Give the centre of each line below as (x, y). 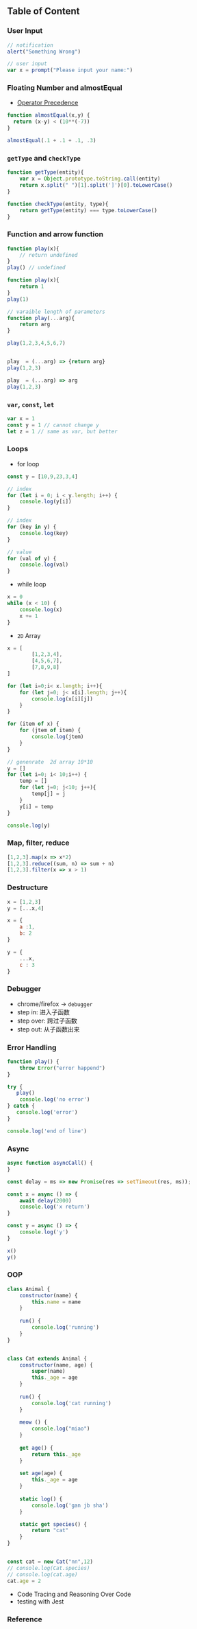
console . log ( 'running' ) (65, 1328)
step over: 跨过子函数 (47, 1021)
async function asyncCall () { (50, 1163)
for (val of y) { (32, 558)
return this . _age (56, 1454)
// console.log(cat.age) (42, 1574)
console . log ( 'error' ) (47, 1113)
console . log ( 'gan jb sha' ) (70, 1505)
